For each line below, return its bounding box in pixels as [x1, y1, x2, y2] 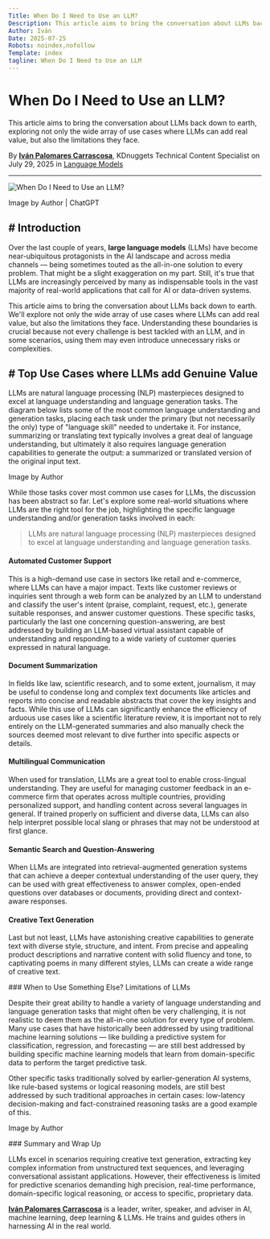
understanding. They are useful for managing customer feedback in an [8, 784, 243, 793]
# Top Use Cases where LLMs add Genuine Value [8, 367, 259, 381]
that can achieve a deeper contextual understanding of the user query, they [8, 871, 259, 881]
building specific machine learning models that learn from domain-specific [8, 1049, 256, 1059]
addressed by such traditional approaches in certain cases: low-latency [8, 1091, 245, 1101]
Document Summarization [8, 661, 98, 670]
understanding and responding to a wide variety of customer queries [8, 633, 237, 644]
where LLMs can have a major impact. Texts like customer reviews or [8, 582, 237, 592]
